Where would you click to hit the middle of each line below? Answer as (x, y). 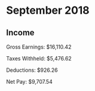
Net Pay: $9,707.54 (29, 82)
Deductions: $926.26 (32, 70)
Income (20, 33)
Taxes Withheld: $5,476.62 (39, 58)
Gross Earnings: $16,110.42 (39, 47)
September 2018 (48, 10)
